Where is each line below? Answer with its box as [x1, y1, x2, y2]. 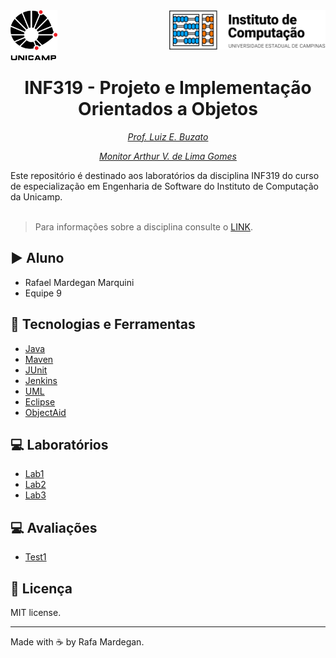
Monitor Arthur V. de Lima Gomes [99, 150, 237, 162]
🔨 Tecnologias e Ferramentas [10, 316, 196, 333]
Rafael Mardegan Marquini [24, 276, 135, 288]
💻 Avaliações [10, 519, 98, 536]
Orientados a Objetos [78, 98, 258, 121]
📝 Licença [10, 580, 73, 597]
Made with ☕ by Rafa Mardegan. [10, 636, 145, 648]
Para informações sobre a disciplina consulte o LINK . [34, 220, 253, 233]
